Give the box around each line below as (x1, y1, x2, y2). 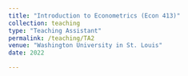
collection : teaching (8, 19, 81, 27)
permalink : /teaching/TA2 (8, 34, 94, 42)
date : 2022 (8, 49, 45, 57)
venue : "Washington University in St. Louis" (8, 42, 162, 50)
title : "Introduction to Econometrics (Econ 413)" (8, 11, 181, 20)
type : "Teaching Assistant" (8, 26, 102, 34)
